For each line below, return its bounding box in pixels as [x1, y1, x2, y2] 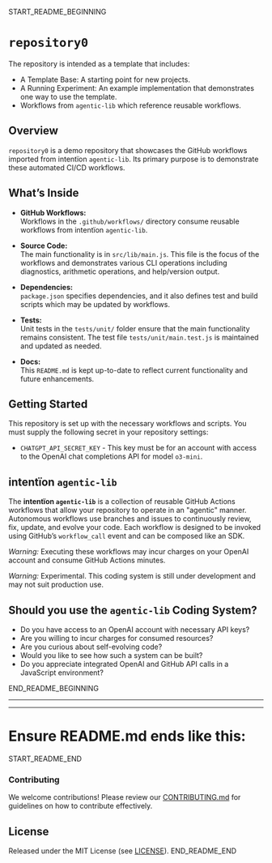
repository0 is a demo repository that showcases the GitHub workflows [8, 145, 248, 155]
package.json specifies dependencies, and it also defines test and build [19, 291, 258, 301]
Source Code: [19, 241, 68, 250]
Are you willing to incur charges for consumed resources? [19, 634, 214, 643]
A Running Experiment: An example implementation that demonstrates [19, 83, 255, 92]
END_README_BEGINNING [8, 684, 100, 693]
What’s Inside [8, 186, 79, 200]
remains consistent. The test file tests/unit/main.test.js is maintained [19, 332, 259, 342]
